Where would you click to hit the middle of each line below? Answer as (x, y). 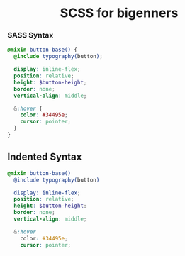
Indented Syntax (45, 157)
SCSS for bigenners (119, 13)
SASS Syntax (30, 35)
